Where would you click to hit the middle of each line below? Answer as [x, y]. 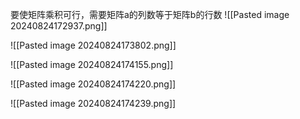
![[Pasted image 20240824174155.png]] [92, 64]
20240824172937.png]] [59, 26]
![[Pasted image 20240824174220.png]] [93, 84]
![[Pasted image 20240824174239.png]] [93, 103]
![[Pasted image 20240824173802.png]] [93, 45]
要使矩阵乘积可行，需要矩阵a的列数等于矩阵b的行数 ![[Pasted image [150, 14]
